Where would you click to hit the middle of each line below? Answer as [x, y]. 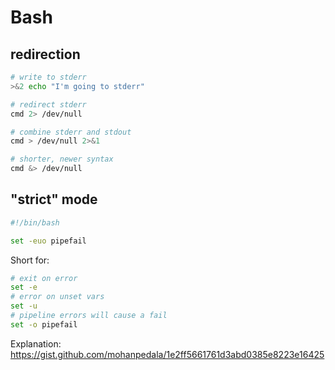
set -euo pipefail [48, 241]
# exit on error [44, 278]
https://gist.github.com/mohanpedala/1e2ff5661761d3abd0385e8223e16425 [167, 354]
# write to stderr [48, 77]
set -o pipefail [44, 324]
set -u [24, 306]
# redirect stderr [48, 104]
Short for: [30, 260]
